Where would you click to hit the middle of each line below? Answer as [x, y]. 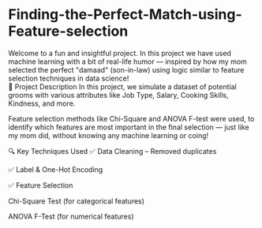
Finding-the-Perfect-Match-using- [125, 15]
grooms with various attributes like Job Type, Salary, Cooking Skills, [118, 95]
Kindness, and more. [42, 103]
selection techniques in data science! [69, 78]
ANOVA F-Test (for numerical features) [71, 216]
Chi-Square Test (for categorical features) [76, 201]
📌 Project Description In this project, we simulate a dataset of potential [122, 86]
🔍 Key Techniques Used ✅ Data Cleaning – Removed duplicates [112, 151]
